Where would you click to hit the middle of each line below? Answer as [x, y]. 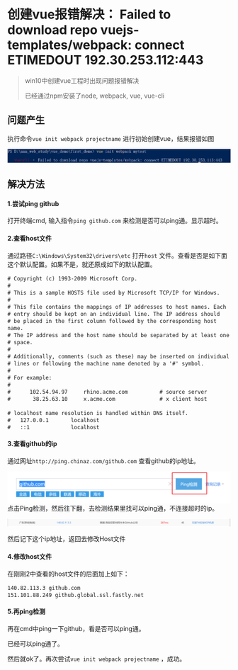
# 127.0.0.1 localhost [53, 420]
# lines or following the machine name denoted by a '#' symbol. [106, 363]
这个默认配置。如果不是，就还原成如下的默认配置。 [82, 264]
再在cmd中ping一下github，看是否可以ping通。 [76, 628]
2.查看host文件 [29, 238]
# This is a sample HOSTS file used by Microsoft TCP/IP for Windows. [114, 293]
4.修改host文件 [29, 556]
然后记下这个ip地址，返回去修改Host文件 [67, 539]
